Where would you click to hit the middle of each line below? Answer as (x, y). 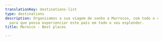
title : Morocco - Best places (36, 27)
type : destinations (25, 14)
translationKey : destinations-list (41, 9)
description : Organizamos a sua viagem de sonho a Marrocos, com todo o (80, 18)
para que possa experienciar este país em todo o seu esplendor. (77, 23)
